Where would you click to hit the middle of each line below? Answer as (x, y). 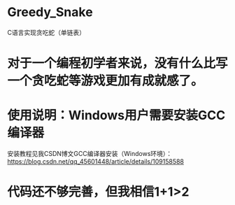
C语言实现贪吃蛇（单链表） (47, 32)
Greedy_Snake (50, 12)
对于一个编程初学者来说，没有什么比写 (118, 63)
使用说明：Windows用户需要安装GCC (116, 115)
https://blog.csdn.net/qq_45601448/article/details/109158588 (95, 162)
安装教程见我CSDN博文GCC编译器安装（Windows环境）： (90, 154)
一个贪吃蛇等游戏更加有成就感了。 (106, 81)
